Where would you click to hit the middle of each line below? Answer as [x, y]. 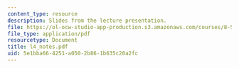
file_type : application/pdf [49, 34]
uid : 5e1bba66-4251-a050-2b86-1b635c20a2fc [73, 54]
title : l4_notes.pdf [38, 47]
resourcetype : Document [43, 40]
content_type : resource [43, 14]
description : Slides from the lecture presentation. [87, 21]
